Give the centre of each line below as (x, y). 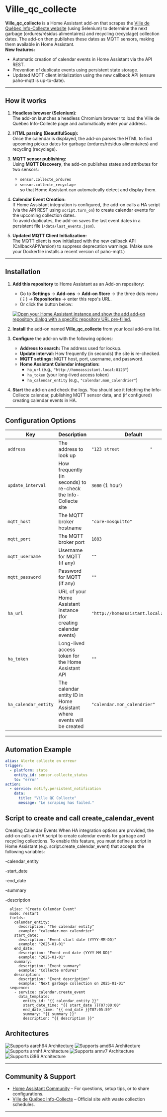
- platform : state (29, 770)
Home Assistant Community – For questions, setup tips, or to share (81, 1089)
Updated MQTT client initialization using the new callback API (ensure (84, 75)
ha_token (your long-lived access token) (68, 374)
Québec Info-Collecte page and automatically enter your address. (80, 123)
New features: (20, 49)
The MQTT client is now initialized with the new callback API (74, 241)
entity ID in (71, 695)
